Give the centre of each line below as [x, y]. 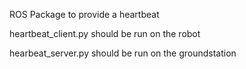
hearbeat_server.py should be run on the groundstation [123, 53]
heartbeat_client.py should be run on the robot [105, 33]
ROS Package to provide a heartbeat [84, 14]
